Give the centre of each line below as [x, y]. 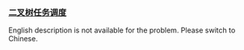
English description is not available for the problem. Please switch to [122, 30]
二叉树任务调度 [38, 12]
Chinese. [23, 39]
